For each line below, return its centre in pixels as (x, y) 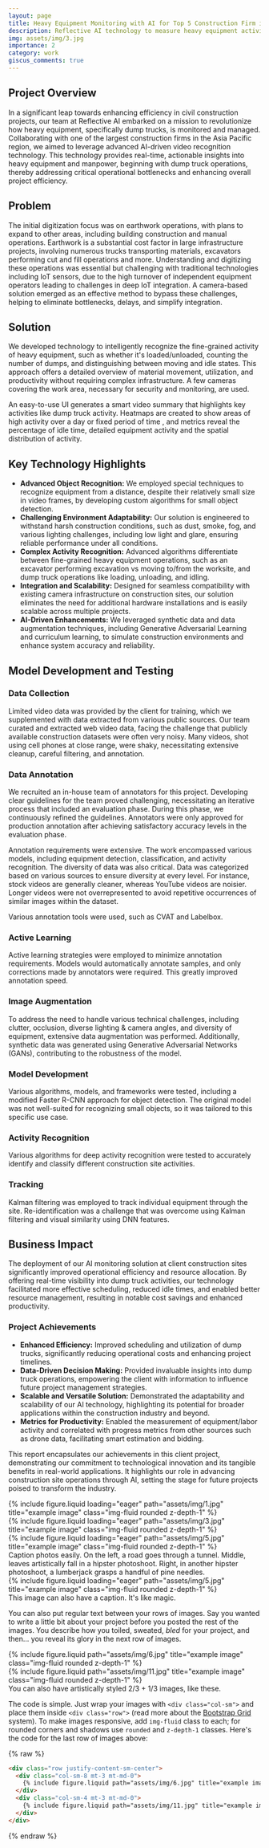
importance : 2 (32, 46)
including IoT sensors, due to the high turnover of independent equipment (130, 276)
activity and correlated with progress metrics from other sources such (135, 1430)
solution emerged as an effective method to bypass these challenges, (123, 293)
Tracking (26, 1185)
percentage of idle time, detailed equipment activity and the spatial (119, 430)
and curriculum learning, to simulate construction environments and (132, 637)
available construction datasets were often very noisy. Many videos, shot (128, 736)
